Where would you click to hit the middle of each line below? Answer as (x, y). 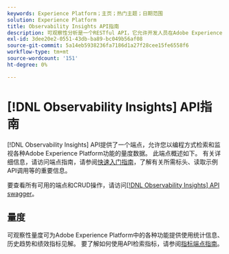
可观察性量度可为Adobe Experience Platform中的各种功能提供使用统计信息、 (115, 235)
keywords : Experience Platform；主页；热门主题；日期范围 (85, 13)
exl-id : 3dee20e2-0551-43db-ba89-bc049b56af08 (75, 39)
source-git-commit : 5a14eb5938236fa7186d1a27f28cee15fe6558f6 (98, 45)
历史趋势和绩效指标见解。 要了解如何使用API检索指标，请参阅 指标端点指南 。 (115, 244)
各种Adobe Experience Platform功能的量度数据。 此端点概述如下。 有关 (114, 153)
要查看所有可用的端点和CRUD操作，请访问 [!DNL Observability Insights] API (113, 185)
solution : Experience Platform (52, 20)
